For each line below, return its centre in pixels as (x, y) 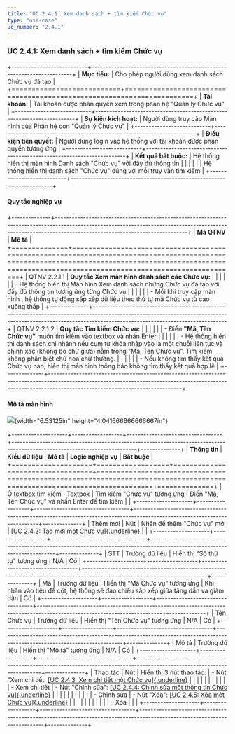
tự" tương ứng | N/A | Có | (44, 561)
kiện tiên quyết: (30, 141)
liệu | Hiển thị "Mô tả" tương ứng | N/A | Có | (71, 650)
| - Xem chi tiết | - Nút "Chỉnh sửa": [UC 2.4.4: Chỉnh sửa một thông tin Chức (117, 688)
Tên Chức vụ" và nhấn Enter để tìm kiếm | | (69, 501)
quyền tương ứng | (34, 148)
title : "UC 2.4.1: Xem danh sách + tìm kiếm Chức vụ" (87, 14)
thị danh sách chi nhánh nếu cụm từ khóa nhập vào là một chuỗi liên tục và (115, 343)
